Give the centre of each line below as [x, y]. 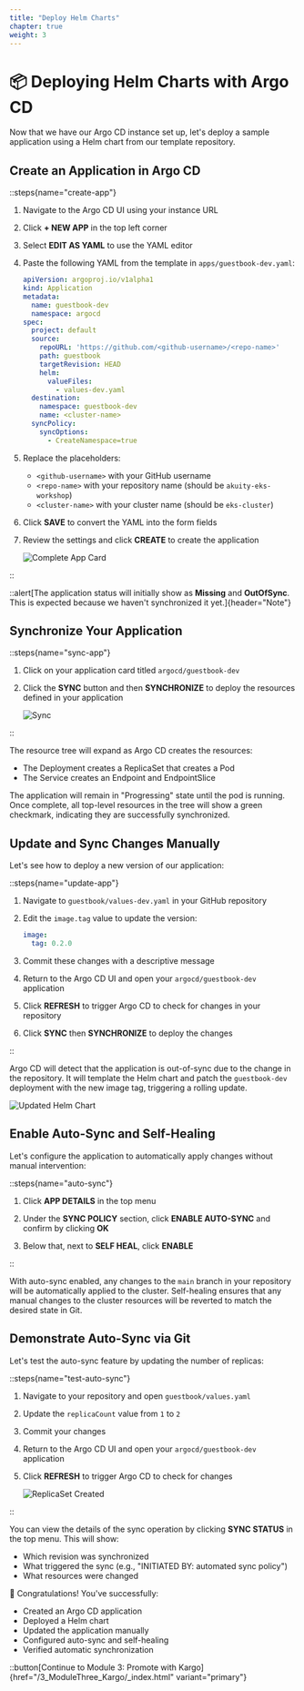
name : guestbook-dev [70, 305]
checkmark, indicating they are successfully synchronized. [120, 815]
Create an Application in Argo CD [105, 171]
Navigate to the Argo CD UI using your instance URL [120, 210]
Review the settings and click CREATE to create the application [141, 540]
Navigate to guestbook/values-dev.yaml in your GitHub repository [144, 901]
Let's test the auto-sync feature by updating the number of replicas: [137, 1361]
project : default [64, 330]
